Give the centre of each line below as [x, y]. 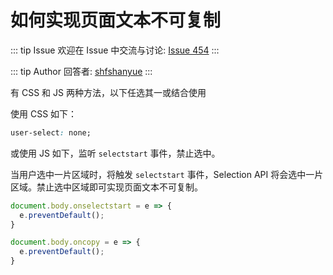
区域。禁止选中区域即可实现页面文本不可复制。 [106, 187]
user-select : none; [51, 132]
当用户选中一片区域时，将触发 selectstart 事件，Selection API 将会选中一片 [167, 174]
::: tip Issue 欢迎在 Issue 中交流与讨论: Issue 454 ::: [115, 50]
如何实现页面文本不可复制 [116, 20]
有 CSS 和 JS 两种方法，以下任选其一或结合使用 [108, 92]
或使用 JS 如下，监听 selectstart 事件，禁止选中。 [115, 153]
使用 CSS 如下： [44, 113]
